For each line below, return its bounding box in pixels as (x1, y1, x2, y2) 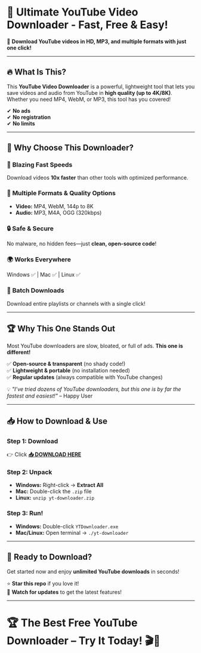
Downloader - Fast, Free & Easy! (7, 18, 169, 32)
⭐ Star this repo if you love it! (7, 580, 79, 587)
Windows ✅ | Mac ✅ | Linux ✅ (7, 271, 81, 278)
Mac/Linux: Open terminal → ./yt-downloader (15, 529, 129, 536)
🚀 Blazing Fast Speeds (7, 161, 73, 169)
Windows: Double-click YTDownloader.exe (15, 522, 119, 530)
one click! (7, 44, 32, 51)
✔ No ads (7, 107, 31, 114)
